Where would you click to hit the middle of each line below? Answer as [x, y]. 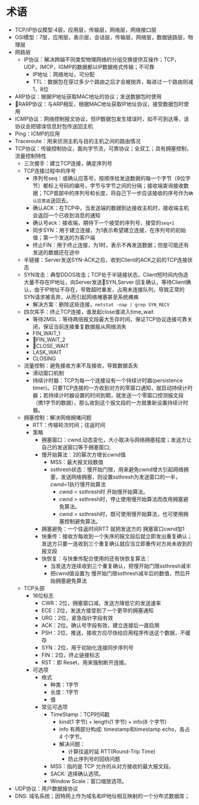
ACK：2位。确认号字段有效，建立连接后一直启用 [100, 625]
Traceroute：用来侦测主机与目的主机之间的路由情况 [78, 141]
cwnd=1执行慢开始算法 [78, 484]
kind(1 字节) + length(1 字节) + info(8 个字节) [113, 721]
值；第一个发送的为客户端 [64, 237]
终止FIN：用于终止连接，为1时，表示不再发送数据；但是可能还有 [110, 245]
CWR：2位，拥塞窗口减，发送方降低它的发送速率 [101, 603]
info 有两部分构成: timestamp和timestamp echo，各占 [124, 729]
